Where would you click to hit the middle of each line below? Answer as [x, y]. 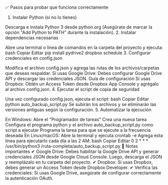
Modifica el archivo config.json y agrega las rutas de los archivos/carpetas [82, 68]
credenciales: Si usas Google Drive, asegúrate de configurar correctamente [83, 173]
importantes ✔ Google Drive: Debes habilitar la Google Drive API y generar [82, 151]
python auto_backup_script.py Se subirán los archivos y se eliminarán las [81, 104]
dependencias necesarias [32, 38]
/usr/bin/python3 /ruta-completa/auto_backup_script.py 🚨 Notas [71, 146]
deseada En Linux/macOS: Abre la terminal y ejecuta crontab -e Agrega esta [84, 135]
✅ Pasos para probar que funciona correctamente [57, 7]
